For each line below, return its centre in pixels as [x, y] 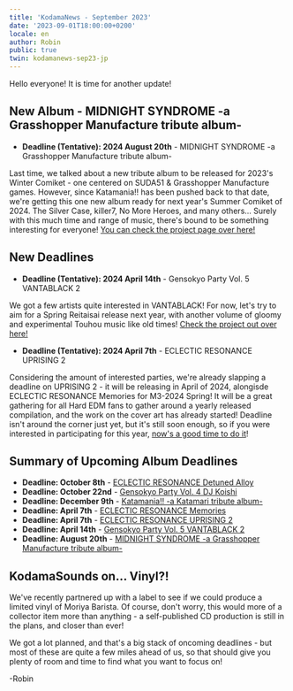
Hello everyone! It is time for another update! [90, 84]
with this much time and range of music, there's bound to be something [139, 220]
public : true [33, 50]
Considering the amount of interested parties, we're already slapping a [138, 377]
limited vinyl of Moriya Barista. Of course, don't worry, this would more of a [146, 607]
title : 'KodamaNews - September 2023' [80, 17]
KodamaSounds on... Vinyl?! [89, 576]
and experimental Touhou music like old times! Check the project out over [143, 324]
